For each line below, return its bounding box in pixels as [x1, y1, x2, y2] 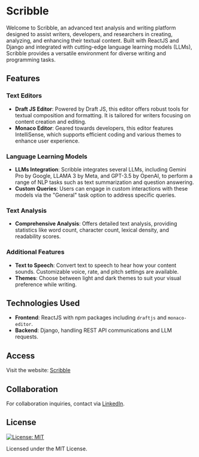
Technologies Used [6, 298, 80, 308]
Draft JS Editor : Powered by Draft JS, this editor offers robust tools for [14, 105, 189, 112]
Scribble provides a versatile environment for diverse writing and [6, 49, 166, 57]
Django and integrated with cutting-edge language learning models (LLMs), [6, 43, 193, 51]
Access [6, 351, 35, 361]
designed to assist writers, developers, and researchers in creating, [6, 30, 173, 37]
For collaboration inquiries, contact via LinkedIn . [6, 400, 125, 407]
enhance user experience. [14, 137, 80, 144]
